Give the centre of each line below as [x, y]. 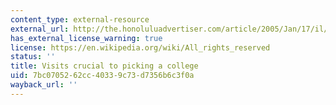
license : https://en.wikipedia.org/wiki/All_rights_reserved [140, 47]
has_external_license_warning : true [86, 38]
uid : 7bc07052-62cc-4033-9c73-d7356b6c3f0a [102, 76]
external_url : [40, 29]
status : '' [33, 57]
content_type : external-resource [80, 19]
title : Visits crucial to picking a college [104, 66]
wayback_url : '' [44, 85]
